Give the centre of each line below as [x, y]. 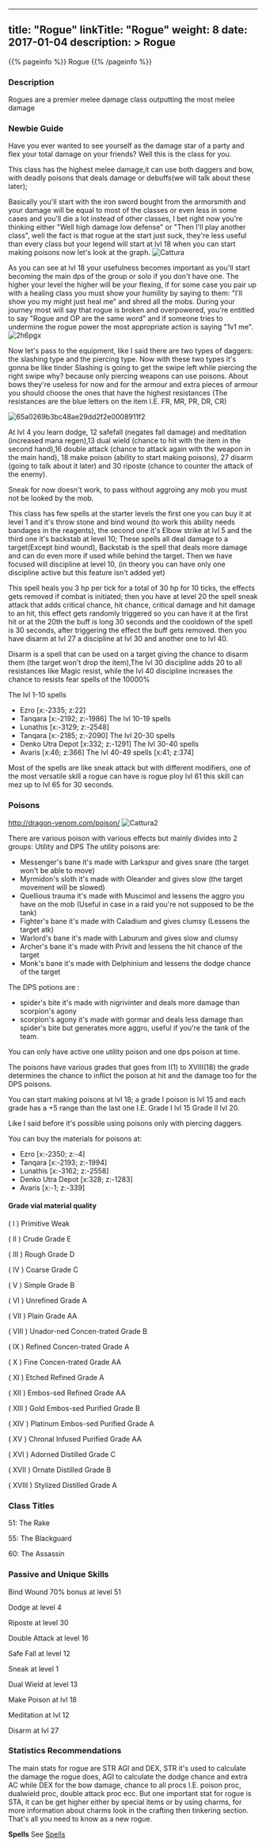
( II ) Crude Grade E [40, 1238]
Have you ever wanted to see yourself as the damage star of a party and [126, 146]
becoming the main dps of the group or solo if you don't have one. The [123, 276]
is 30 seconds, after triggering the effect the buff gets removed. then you [127, 630]
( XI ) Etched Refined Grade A [56, 1377]
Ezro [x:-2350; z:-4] [52, 1153]
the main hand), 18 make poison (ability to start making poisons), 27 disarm [131, 458]
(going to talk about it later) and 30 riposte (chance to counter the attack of [131, 466]
